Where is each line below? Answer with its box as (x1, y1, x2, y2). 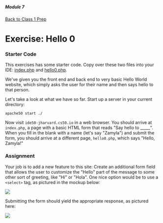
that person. (5, 87, 30, 93)
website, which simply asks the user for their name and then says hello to (5, 82, 154, 88)
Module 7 (5, 4, 25, 10)
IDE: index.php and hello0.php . (5, 67, 67, 73)
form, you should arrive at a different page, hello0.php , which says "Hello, (5, 135, 155, 141)
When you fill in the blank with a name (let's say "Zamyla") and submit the (5, 130, 155, 136)
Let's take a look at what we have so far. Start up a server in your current (5, 96, 153, 102)
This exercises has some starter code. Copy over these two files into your (5, 62, 154, 68)
